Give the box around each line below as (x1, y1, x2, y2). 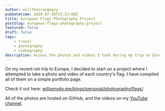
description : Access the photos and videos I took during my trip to (5, 52, 151, 58)
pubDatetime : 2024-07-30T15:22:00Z (5, 12, 78, 17)
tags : (5, 35, 16, 40)
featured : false (5, 25, 38, 30)
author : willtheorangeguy (5, 7, 58, 12)
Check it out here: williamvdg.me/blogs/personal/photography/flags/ (5, 86, 143, 92)
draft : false (5, 30, 32, 35)
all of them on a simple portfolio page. (5, 76, 82, 82)
